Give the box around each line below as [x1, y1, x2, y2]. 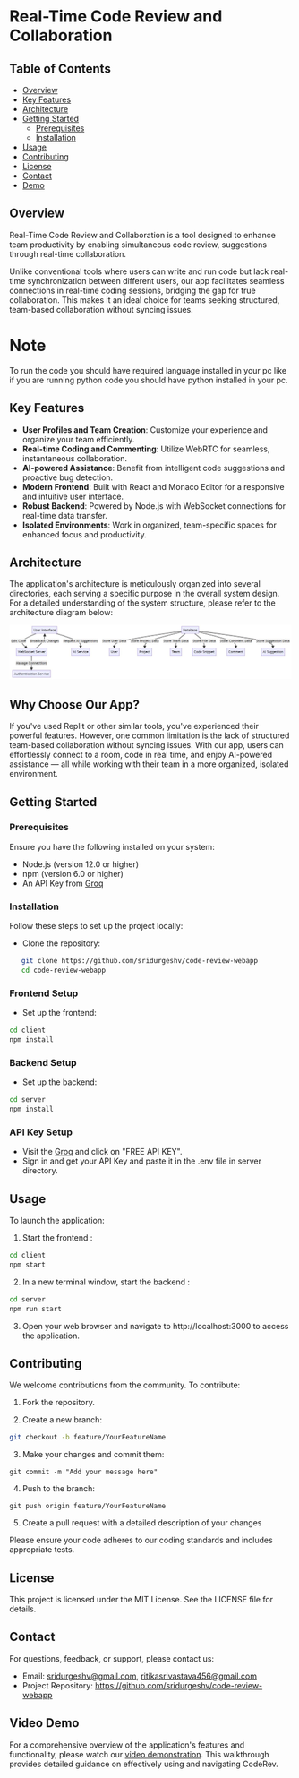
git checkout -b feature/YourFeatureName [9, 1433, 167, 1442]
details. [9, 1603, 37, 1614]
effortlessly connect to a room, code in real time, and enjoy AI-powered [9, 750, 273, 760]
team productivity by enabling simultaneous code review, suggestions [9, 239, 267, 250]
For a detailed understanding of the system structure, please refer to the [9, 597, 276, 608]
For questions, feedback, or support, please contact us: [9, 1653, 215, 1663]
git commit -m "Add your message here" [9, 1467, 158, 1477]
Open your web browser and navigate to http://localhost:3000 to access [21, 1320, 289, 1331]
